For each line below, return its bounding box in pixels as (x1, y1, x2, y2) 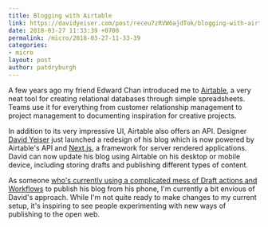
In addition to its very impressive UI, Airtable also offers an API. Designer (8, 126, 247, 135)
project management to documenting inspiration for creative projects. (8, 111, 237, 120)
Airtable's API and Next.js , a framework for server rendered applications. (8, 143, 247, 152)
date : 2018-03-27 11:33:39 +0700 (8, 26, 120, 34)
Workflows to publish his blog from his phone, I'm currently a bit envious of (8, 184, 255, 194)
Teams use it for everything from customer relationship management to (8, 102, 242, 112)
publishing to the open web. (8, 209, 100, 219)
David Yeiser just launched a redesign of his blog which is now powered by (8, 135, 255, 144)
